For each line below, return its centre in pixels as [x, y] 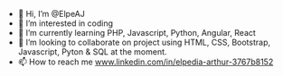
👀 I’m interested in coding [66, 23]
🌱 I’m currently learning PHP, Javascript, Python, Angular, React [137, 33]
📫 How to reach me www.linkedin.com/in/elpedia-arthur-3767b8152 [146, 62]
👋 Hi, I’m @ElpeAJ [52, 14]
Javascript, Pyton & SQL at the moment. [92, 52]
